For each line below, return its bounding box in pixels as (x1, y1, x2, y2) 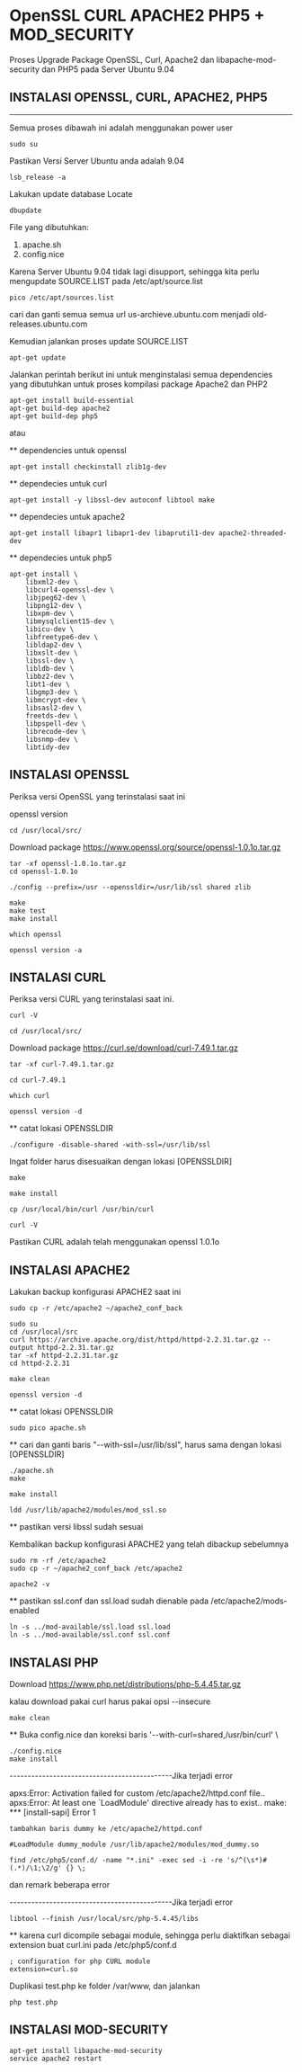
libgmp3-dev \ (25, 687, 78, 697)
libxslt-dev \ (25, 648, 78, 657)
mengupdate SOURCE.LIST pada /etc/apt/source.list (9, 275, 204, 286)
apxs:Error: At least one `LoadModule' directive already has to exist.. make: (9, 1798, 288, 1808)
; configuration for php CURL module (9, 1957, 151, 1966)
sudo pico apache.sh (9, 1424, 87, 1433)
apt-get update (9, 353, 67, 362)
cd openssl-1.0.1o (9, 867, 78, 876)
